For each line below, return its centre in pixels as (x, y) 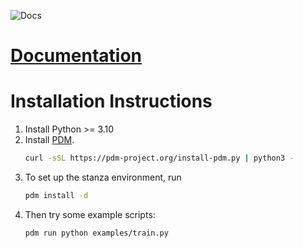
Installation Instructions (111, 101)
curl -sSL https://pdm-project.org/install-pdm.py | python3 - (159, 158)
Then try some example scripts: (90, 214)
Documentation (76, 56)
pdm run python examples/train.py (96, 233)
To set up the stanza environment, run (103, 177)
